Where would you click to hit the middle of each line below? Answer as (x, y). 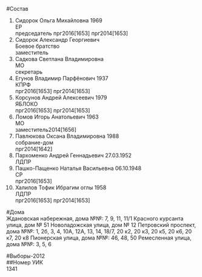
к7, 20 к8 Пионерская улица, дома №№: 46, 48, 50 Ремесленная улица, (99, 238)
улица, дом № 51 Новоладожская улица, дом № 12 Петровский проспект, (101, 225)
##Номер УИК (25, 262)
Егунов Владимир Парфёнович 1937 (62, 78)
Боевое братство (37, 46)
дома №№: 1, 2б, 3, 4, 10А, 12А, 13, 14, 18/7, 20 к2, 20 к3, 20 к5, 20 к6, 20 (99, 231)
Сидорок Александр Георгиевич (57, 40)
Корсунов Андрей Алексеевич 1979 (61, 97)
